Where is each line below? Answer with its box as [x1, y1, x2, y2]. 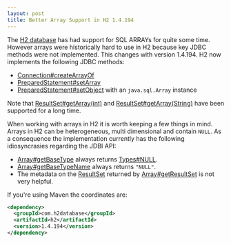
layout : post [7, 10, 45, 17]
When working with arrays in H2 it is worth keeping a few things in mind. [7, 119, 213, 128]
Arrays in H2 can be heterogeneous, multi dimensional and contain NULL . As [7, 127, 222, 135]
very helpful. [17, 177, 54, 185]
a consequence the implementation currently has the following [7, 134, 185, 142]
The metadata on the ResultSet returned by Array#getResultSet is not [17, 170, 215, 178]
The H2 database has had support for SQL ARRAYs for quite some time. [7, 35, 210, 43]
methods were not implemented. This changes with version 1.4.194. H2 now [7, 50, 222, 59]
